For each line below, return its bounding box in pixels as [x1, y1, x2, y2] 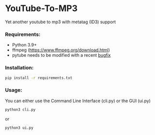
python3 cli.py [5, 107, 36, 112]
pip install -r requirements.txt [5, 75, 73, 80]
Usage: [5, 87, 23, 93]
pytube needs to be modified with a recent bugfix [12, 52, 111, 58]
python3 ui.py [5, 125, 34, 130]
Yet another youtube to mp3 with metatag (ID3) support [5, 19, 116, 25]
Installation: [5, 64, 34, 71]
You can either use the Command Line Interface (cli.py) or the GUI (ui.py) [5, 98, 151, 104]
